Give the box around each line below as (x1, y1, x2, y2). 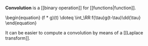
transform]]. (5, 35, 30, 41)
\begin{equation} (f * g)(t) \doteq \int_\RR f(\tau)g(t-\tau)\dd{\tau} (5, 15, 141, 20)
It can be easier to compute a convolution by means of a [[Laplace (5, 30, 143, 35)
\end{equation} (5, 20, 37, 26)
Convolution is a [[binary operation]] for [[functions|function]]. (5, 5, 136, 11)
